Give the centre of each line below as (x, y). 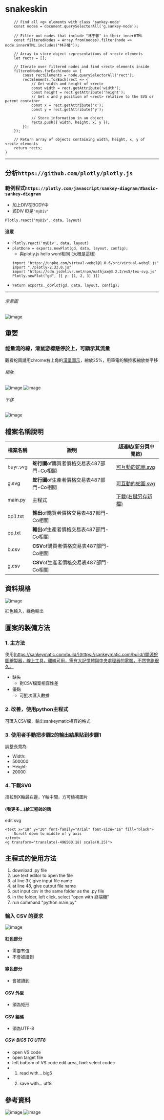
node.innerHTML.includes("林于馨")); (42, 45)
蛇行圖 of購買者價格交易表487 (67, 463)
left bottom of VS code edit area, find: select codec (64, 1063)
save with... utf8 (36, 1084)
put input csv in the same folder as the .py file (58, 891)
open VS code (26, 1052)
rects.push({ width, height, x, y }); (71, 122)
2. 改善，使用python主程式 (37, 709)
